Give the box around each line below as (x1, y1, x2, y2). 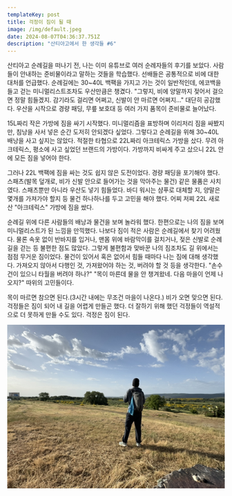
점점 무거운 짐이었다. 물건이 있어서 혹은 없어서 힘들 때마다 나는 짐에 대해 (7, 253, 200, 261)
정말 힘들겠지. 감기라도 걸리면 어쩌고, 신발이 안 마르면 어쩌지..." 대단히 (14, 96, 202, 104)
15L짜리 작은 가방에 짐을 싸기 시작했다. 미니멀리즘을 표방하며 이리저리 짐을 (7, 119, 206, 127)
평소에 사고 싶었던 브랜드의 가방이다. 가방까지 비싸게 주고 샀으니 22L (32, 145, 217, 154)
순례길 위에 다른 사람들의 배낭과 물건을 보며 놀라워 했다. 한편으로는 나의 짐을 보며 (7, 218, 224, 227)
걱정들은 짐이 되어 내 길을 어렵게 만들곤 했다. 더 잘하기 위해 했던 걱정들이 (7, 302, 202, 310)
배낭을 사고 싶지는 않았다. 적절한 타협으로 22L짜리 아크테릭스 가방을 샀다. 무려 (7, 136, 217, 145)
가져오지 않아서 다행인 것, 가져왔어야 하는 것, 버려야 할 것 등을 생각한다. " (16, 261, 212, 269)
